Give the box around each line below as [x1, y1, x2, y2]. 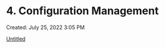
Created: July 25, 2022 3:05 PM [6, 24, 85, 31]
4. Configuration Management [6, 4, 159, 18]
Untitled [6, 35, 26, 42]
